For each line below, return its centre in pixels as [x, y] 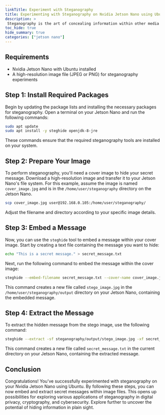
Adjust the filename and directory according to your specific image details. [81, 212]
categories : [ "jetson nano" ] [35, 37]
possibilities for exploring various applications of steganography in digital [79, 397]
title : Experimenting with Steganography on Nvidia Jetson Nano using [79, 14]
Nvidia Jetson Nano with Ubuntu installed [54, 69]
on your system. [21, 145]
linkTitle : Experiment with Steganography [49, 10]
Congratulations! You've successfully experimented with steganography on [81, 381]
